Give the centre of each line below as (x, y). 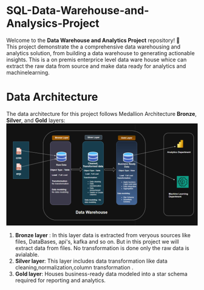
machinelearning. (28, 72)
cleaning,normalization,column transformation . (74, 267)
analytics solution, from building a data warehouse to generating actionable (101, 53)
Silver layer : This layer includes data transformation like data (91, 261)
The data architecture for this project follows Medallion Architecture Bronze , (102, 113)
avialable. (27, 254)
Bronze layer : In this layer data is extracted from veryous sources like (103, 235)
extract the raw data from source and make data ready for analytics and (96, 66)
